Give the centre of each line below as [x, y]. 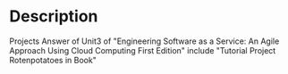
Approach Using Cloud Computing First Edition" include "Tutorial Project [143, 50]
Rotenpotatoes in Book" [53, 60]
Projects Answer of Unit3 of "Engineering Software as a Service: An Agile [144, 41]
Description [54, 16]
